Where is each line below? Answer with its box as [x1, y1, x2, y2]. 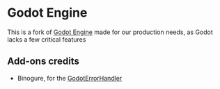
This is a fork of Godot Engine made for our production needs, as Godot [7, 28, 214, 36]
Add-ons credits [7, 56, 80, 67]
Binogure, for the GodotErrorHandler [17, 74, 123, 82]
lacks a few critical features [7, 35, 86, 43]
